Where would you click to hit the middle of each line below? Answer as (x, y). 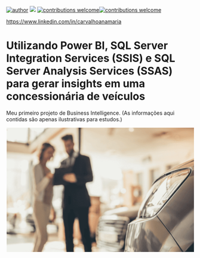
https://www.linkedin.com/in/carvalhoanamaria (64, 21)
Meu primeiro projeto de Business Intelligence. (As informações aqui (90, 113)
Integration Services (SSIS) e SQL (91, 58)
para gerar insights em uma (76, 84)
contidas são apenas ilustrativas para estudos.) (64, 119)
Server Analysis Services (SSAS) (90, 71)
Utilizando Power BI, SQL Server (87, 46)
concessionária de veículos (76, 96)
